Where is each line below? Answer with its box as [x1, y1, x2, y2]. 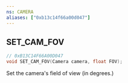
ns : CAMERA [6, 8, 34, 15]
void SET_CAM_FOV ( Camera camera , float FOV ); [6, 59, 123, 65]
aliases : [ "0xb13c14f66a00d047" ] [6, 15, 91, 21]
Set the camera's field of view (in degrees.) [6, 70, 114, 77]
